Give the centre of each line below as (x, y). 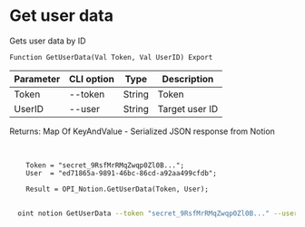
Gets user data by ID (48, 41)
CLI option (92, 79)
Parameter (37, 79)
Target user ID (188, 109)
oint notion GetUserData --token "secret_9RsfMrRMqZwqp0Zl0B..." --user (158, 213)
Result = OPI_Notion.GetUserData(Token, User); (117, 189)
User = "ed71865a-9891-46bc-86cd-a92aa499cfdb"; (122, 173)
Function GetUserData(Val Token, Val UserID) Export (111, 57)
